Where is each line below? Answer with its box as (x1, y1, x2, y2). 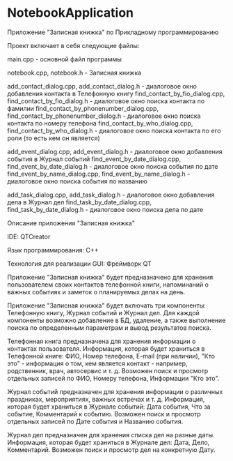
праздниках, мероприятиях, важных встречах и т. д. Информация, (7, 395, 205, 403)
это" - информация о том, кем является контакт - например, (7, 359, 188, 368)
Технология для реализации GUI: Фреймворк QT (7, 259, 152, 268)
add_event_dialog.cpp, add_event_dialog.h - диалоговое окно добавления (7, 147, 223, 156)
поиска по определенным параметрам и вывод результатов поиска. (7, 323, 211, 332)
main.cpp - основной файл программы (7, 54, 122, 63)
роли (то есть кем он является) (7, 134, 101, 142)
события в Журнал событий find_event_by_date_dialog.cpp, (7, 155, 182, 163)
